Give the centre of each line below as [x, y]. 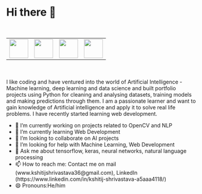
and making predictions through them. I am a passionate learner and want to [101, 101]
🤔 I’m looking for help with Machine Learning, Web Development [95, 144]
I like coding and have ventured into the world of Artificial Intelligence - [94, 82]
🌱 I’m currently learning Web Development [68, 132]
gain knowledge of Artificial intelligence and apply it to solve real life [91, 107]
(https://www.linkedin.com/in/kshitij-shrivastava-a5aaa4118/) [91, 179]
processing [29, 157]
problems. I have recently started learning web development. [82, 114]
